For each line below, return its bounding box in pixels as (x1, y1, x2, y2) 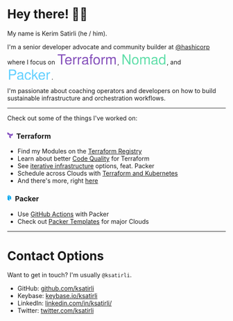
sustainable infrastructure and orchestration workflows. (7, 94, 166, 102)
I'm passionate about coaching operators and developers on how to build (7, 86, 216, 94)
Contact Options (7, 248, 104, 263)
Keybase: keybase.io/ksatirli (17, 292, 98, 300)
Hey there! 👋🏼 (7, 6, 88, 22)
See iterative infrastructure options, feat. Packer (17, 162, 155, 170)
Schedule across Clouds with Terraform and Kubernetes (17, 170, 178, 178)
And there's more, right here (17, 176, 98, 185)
